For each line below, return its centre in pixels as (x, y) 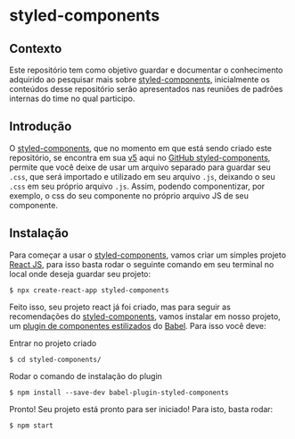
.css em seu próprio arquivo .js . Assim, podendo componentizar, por (137, 186)
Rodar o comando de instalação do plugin (86, 376)
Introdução (41, 127)
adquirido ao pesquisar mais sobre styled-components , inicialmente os (139, 80)
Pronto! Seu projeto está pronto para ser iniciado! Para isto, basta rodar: (141, 409)
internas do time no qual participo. (72, 98)
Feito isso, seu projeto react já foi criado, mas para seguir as (120, 307)
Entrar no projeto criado (53, 343)
